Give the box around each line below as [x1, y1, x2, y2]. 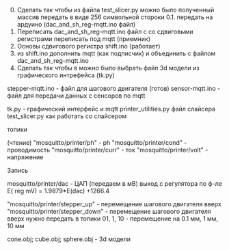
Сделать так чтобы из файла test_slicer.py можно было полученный [16, 6, 215, 14]
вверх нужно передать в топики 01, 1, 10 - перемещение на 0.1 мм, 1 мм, [7, 214, 219, 223]
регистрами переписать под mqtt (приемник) [16, 35, 150, 43]
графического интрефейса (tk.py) [16, 71, 115, 79]
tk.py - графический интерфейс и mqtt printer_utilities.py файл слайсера [7, 105, 215, 113]
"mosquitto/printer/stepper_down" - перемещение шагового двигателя [7, 208, 212, 215]
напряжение [7, 153, 44, 161]
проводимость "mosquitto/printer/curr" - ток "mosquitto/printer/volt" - [7, 146, 208, 154]
